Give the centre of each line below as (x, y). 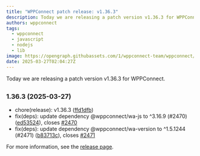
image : (14, 56)
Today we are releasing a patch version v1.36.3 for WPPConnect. (86, 79)
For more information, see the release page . (60, 147)
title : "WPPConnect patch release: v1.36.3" (62, 12)
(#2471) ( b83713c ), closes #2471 (55, 135)
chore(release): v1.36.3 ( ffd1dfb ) (54, 110)
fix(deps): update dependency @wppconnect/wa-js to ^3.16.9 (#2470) (101, 116)
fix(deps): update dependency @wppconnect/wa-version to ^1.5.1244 (100, 129)
